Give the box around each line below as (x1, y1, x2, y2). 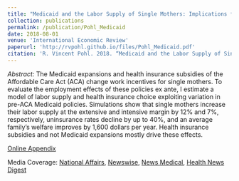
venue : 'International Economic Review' (7, 37, 129, 44)
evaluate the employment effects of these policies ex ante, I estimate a (7, 85, 215, 93)
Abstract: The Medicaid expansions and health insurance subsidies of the (7, 69, 223, 78)
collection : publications (7, 17, 84, 24)
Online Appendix (7, 144, 56, 152)
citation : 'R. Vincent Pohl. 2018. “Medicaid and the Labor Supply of (7, 51, 221, 58)
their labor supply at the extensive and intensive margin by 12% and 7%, (7, 108, 219, 116)
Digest (7, 165, 27, 174)
